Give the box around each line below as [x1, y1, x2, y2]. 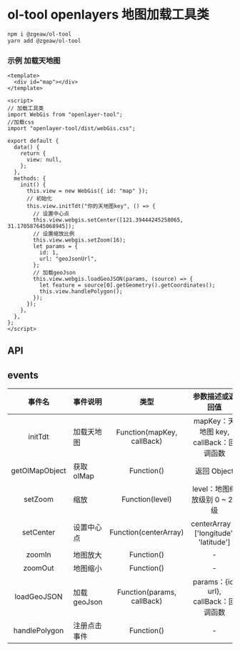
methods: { [14, 174, 46, 182]
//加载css [7, 119, 34, 126]
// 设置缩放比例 [33, 230, 75, 237]
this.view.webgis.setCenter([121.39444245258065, [33, 216, 184, 224]
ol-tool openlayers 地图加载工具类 [7, 6, 209, 23]
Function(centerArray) [109, 527, 184, 537]
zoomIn [26, 550, 51, 560]
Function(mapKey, [116, 427, 178, 437]
